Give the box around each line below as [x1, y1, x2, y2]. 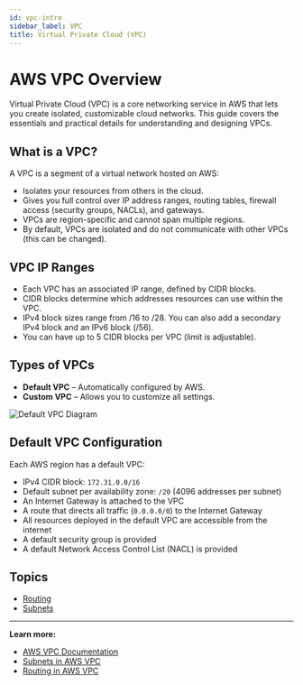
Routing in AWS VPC [22, 665, 99, 677]
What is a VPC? [9, 143, 97, 159]
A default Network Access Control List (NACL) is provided [22, 543, 238, 554]
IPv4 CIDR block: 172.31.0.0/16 [22, 476, 141, 487]
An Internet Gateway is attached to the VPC [22, 495, 185, 506]
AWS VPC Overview [9, 69, 162, 89]
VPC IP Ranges [9, 259, 95, 275]
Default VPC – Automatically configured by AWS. [22, 381, 206, 393]
